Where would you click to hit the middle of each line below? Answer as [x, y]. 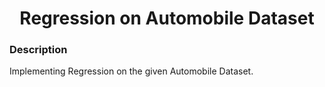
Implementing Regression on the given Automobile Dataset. [131, 71]
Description [38, 50]
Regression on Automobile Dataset [167, 18]
